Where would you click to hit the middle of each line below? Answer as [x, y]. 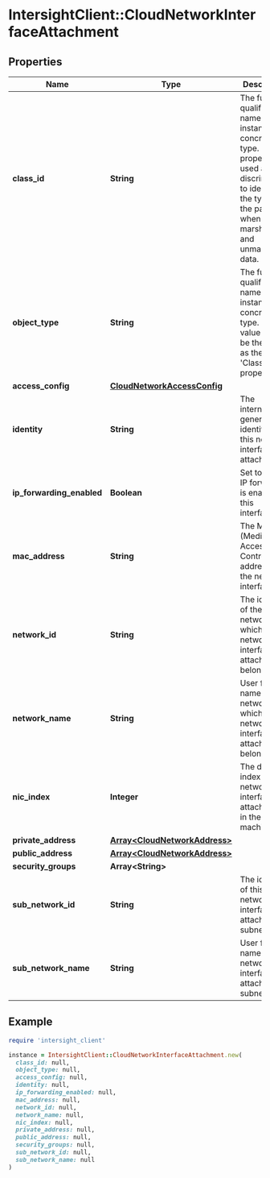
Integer [124, 797]
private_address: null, [55, 1130]
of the [251, 610]
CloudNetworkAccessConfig [166, 386]
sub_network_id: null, [53, 1153]
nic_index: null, [45, 1122]
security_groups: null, [55, 1145]
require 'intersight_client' [57, 1040]
